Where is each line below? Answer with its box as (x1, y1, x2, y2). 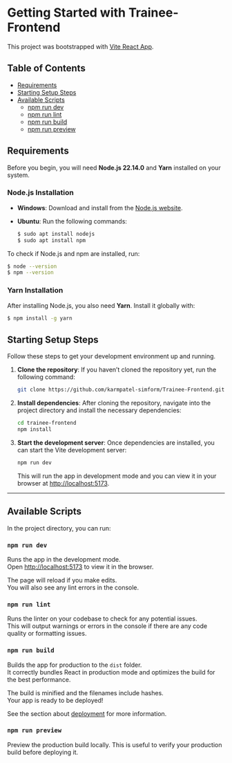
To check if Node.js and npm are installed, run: (7, 249, 140, 257)
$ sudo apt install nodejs (17, 230, 95, 237)
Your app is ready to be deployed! (7, 696, 104, 704)
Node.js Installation (7, 188, 75, 198)
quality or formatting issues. (7, 629, 87, 638)
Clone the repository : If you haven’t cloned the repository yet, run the (17, 365, 217, 374)
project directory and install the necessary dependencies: (17, 406, 182, 414)
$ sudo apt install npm (17, 237, 86, 243)
